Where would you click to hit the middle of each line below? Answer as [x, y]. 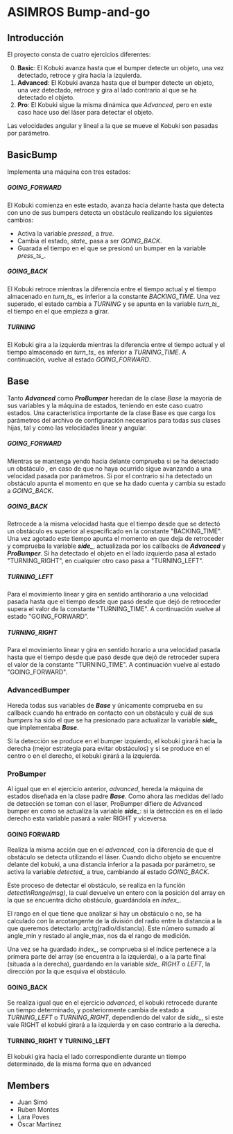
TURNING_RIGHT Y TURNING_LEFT [59, 1041]
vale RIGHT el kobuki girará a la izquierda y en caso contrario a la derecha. [114, 1025]
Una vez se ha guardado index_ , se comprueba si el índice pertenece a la [112, 949]
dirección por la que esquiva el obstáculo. [67, 971]
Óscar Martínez [40, 1124]
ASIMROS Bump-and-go [79, 12]
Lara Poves [33, 1117]
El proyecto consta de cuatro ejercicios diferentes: [79, 54]
